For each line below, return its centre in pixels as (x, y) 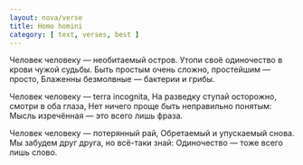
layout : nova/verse (46, 18)
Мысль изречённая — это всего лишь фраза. (96, 116)
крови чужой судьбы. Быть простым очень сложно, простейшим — (140, 69)
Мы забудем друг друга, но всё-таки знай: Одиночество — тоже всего (146, 143)
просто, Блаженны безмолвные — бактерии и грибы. (112, 79)
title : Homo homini (46, 26)
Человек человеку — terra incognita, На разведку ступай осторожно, (143, 96)
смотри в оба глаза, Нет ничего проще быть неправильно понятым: (141, 106)
